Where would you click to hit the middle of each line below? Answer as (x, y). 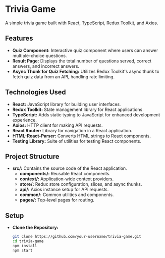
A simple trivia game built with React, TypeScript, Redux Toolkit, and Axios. (82, 23)
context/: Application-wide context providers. (67, 179)
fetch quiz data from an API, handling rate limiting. (63, 77)
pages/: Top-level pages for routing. (57, 200)
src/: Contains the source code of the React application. (70, 168)
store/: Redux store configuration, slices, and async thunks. (81, 184)
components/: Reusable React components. (65, 174)
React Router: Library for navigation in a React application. (72, 130)
